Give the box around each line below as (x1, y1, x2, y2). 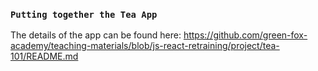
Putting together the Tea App (10, 9, 158, 20)
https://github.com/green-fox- (183, 29, 308, 41)
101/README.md (10, 50, 79, 63)
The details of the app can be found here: (10, 29, 182, 41)
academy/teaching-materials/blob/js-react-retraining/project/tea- (10, 40, 280, 52)
